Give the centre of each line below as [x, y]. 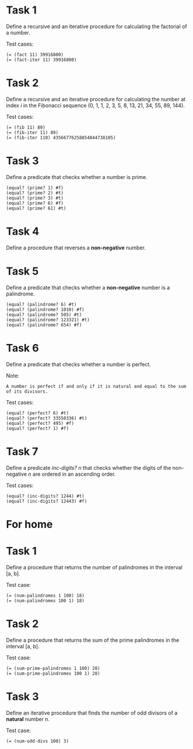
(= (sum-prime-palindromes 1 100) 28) [53, 668]
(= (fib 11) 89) [26, 127]
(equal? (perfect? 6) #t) [37, 413]
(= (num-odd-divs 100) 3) [37, 741]
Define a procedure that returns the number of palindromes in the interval [94, 567]
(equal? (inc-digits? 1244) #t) [45, 496]
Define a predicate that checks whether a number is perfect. [79, 364]
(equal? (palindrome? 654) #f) [44, 325]
